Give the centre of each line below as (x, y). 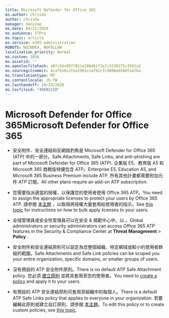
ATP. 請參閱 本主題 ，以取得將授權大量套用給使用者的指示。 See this (83, 204)
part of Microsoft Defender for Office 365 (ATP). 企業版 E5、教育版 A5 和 (88, 163)
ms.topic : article (24, 38)
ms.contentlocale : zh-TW (31, 80)
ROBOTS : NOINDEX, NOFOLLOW (34, 47)
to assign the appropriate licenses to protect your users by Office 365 (85, 198)
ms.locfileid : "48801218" (32, 89)
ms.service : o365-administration (40, 43)
